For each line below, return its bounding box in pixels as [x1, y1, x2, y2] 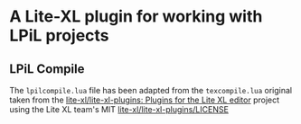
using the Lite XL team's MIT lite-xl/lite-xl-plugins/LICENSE [9, 104, 229, 114]
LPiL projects [9, 25, 110, 46]
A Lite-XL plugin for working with [9, 6, 263, 27]
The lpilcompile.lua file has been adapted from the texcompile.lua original [9, 85, 293, 95]
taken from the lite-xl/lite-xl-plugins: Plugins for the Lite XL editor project [9, 94, 280, 105]
